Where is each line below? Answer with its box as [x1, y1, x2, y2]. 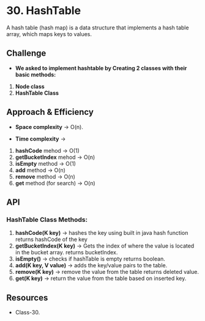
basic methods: [15, 71, 56, 78]
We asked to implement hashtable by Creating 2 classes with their [15, 64, 187, 72]
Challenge [6, 48, 47, 59]
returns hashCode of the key [15, 236, 88, 243]
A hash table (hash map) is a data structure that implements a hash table [6, 24, 189, 31]
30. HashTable [6, 4, 81, 18]
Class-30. [15, 309, 40, 316]
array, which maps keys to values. [6, 30, 92, 37]
